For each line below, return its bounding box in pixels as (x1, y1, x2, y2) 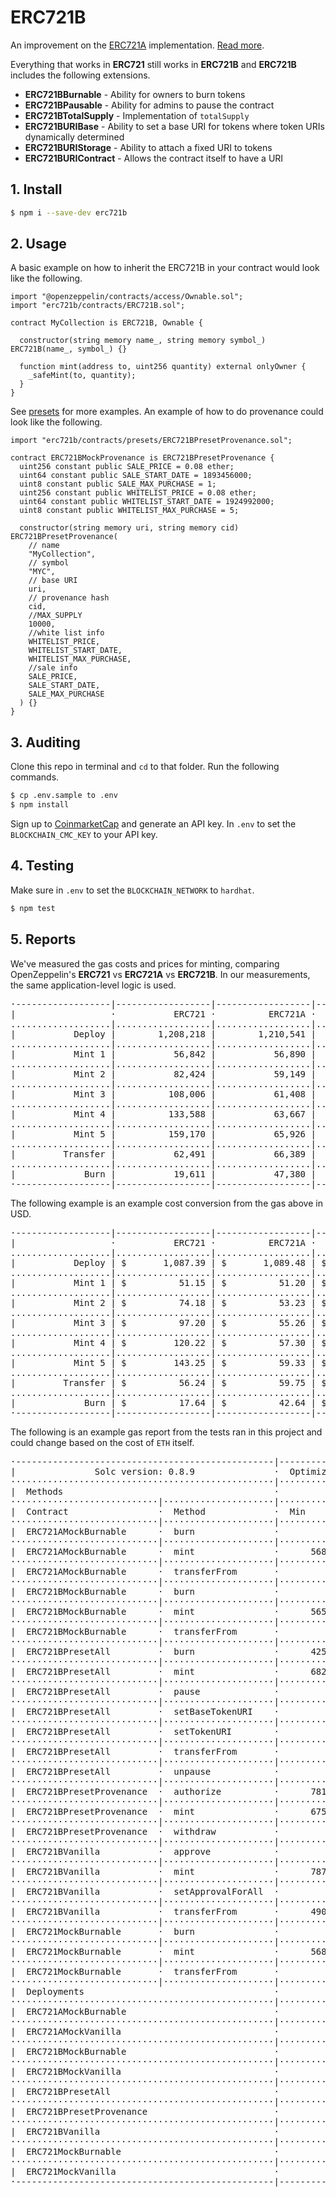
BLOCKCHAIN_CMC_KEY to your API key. (10, 829, 158, 840)
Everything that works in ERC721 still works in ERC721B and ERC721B (10, 58, 297, 70)
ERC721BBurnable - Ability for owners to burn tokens (24, 88, 246, 100)
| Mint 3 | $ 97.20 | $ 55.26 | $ (10, 1317, 327, 1328)
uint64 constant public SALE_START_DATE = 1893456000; (19, 471, 253, 481)
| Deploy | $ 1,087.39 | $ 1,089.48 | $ (10, 1257, 327, 1268)
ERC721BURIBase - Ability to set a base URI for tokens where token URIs (24, 120, 325, 132)
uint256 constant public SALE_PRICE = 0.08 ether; (19, 462, 235, 472)
